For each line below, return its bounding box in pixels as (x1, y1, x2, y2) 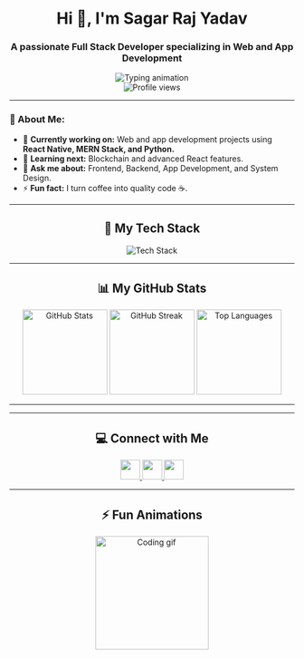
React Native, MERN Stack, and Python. (22, 143, 175, 154)
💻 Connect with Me (94, 431, 209, 446)
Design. (22, 172, 52, 183)
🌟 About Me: (9, 113, 65, 126)
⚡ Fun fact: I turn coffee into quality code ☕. (22, 182, 188, 193)
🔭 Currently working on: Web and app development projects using (22, 133, 273, 144)
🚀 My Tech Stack (103, 221, 201, 237)
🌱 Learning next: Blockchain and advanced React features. (22, 153, 244, 164)
